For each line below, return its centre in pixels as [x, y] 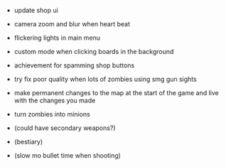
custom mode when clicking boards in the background [94, 52]
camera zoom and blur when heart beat [72, 24]
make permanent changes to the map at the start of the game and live [116, 93]
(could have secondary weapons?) [65, 128]
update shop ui [36, 10]
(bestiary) [28, 142]
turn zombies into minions [52, 114]
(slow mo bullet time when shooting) [67, 155]
